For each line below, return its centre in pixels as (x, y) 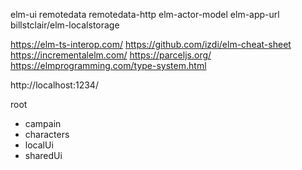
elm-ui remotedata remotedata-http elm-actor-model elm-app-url (145, 14)
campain (43, 123)
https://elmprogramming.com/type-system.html (108, 65)
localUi (39, 145)
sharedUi (43, 155)
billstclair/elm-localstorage (65, 25)
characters (47, 134)
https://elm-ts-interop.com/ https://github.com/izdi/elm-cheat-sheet (151, 44)
